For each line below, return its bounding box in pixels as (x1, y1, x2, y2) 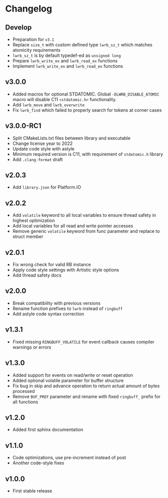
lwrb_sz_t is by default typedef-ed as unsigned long (12, 52, 121, 58)
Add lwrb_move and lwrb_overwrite (12, 102, 85, 108)
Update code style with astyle (12, 145, 74, 151)
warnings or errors (12, 344, 51, 350)
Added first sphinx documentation (12, 427, 83, 433)
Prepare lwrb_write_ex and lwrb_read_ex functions (12, 58, 118, 63)
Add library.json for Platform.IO (12, 184, 81, 190)
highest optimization (12, 217, 55, 224)
